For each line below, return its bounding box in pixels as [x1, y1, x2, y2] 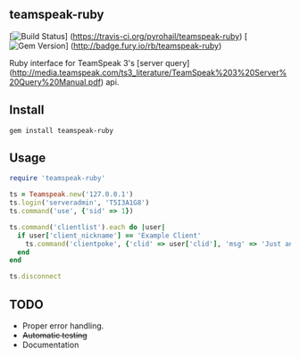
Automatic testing [21, 330, 87, 340]
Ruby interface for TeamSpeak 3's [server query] [9, 57, 190, 68]
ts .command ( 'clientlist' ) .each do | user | [9, 222, 166, 231]
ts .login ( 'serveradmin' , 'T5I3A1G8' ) [9, 198, 150, 208]
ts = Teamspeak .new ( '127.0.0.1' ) [9, 190, 134, 199]
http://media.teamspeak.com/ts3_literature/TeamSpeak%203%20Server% [12, 67, 287, 78]
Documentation [21, 339, 79, 350]
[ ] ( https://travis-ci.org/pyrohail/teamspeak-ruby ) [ [9, 30, 248, 41]
